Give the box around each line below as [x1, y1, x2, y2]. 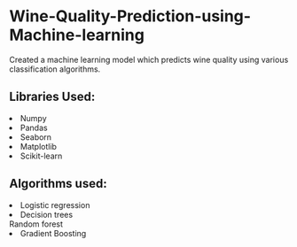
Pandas [20, 122, 48, 133]
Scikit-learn [20, 151, 63, 161]
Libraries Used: [9, 89, 96, 104]
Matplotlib [20, 141, 58, 151]
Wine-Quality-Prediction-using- [9, 6, 251, 27]
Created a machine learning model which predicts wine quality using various [9, 54, 289, 65]
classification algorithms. [9, 64, 101, 74]
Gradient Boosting [20, 228, 87, 238]
